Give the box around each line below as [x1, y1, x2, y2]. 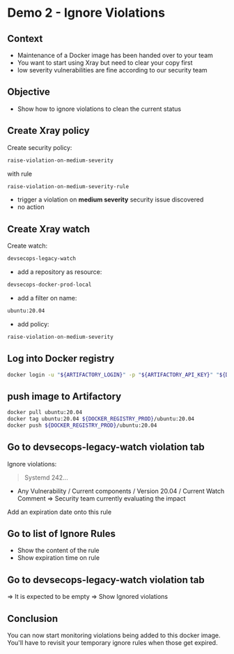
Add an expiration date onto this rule [7, 508, 112, 516]
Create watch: [7, 242, 48, 250]
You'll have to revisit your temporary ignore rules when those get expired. [7, 639, 218, 647]
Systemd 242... [24, 473, 68, 482]
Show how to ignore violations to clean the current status [17, 105, 182, 113]
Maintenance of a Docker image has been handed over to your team [17, 51, 214, 59]
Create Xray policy [7, 125, 90, 137]
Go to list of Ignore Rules [7, 528, 116, 540]
